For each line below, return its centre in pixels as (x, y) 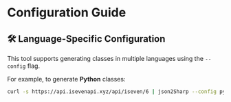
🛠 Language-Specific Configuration (86, 39)
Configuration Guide (67, 13)
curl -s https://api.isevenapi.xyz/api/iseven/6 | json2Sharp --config (112, 92)
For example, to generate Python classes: (66, 79)
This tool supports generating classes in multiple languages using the (106, 59)
